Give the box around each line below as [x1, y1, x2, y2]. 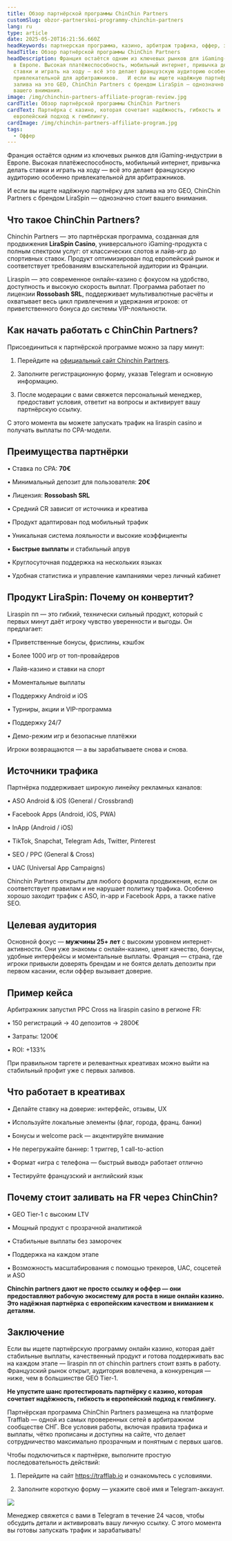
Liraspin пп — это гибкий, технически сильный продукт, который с [7, 610, 204, 618]
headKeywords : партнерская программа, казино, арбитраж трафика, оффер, [7, 42, 221, 49]
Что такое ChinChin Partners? [7, 214, 140, 225]
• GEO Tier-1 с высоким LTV [7, 1210, 90, 1218]
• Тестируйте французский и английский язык [7, 1171, 144, 1179]
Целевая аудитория [7, 919, 97, 931]
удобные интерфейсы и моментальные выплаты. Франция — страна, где [7, 952, 223, 961]
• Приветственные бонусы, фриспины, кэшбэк [7, 637, 145, 646]
